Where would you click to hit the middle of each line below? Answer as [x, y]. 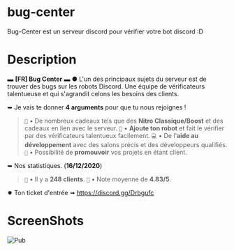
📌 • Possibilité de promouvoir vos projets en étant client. [105, 152]
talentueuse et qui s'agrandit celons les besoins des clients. [93, 93]
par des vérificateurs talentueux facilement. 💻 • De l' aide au [111, 135]
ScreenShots [45, 221]
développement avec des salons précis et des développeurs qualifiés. [126, 144]
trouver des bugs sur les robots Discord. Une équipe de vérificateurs [106, 86]
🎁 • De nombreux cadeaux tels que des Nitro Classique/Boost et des [124, 121]
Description [42, 60]
